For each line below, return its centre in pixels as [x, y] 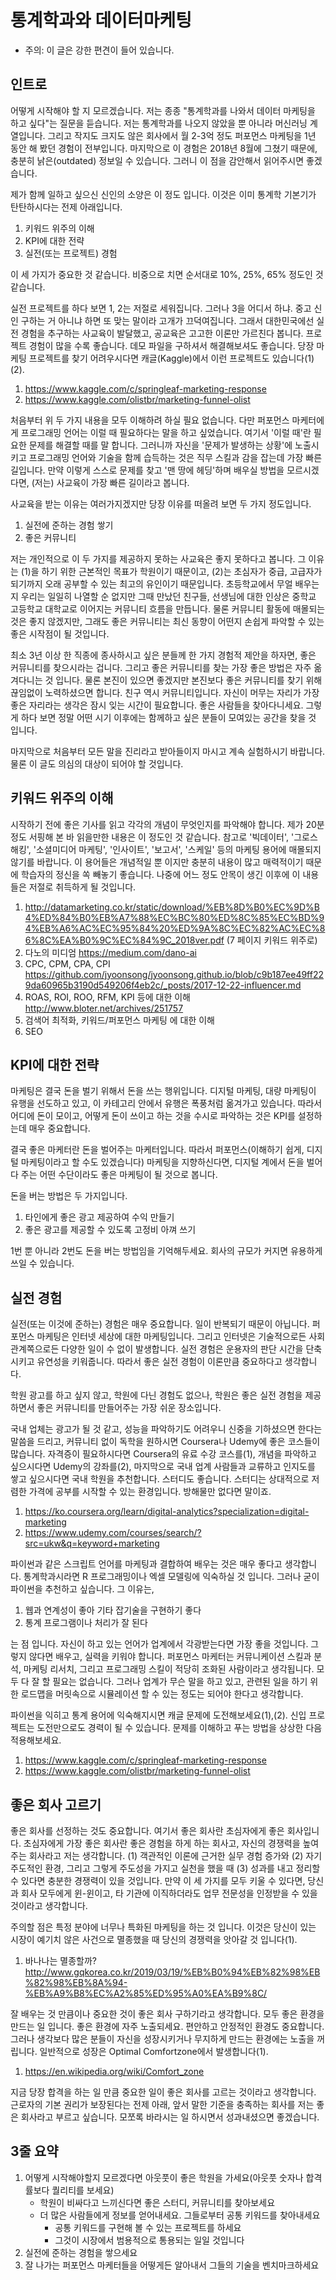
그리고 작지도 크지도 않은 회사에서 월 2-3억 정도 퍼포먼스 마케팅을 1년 [182, 135]
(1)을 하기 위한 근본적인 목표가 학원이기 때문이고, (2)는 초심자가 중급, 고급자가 [171, 571]
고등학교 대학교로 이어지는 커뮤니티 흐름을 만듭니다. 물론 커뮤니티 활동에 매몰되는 [168, 608]
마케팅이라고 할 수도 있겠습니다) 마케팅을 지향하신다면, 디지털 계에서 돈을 [162, 1162]
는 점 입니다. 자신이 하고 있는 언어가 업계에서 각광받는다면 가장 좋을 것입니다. [159, 1644]
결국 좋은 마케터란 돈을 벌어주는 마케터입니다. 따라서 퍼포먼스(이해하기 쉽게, [157, 1150]
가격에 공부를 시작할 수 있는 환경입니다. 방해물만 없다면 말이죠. [150, 1492]
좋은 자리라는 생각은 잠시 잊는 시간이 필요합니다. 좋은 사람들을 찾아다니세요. [157, 705]
